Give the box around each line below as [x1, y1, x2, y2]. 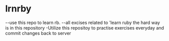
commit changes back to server [5, 30, 72, 36]
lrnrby [5, 3, 32, 14]
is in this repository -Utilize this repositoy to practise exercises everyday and [5, 24, 164, 30]
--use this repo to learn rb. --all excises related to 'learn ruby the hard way [5, 19, 160, 25]
